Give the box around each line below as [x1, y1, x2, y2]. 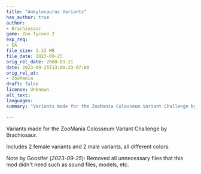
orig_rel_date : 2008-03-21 [6, 59, 74, 65]
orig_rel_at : [6, 70, 39, 76]
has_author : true [6, 14, 50, 20]
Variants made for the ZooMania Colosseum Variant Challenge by [6, 125, 167, 132]
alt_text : [6, 92, 31, 98]
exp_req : [6, 36, 28, 42]
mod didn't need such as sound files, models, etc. [6, 161, 129, 168]
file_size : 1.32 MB [6, 48, 55, 54]
